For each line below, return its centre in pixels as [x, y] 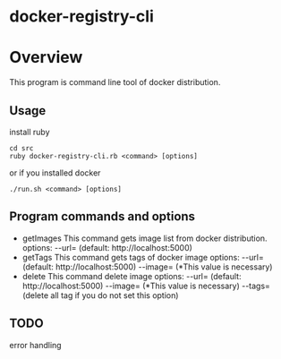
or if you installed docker [55, 173]
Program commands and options [102, 217]
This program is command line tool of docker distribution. [115, 82]
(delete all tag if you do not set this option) [100, 295]
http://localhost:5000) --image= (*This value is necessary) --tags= [146, 286]
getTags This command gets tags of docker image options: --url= [143, 257]
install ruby [30, 132]
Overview [46, 58]
